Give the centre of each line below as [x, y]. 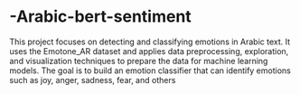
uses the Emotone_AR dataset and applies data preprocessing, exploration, [149, 51]
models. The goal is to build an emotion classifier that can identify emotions [150, 70]
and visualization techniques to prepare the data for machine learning [139, 61]
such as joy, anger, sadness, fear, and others [93, 80]
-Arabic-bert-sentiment [100, 17]
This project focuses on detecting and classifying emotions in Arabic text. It [150, 42]
